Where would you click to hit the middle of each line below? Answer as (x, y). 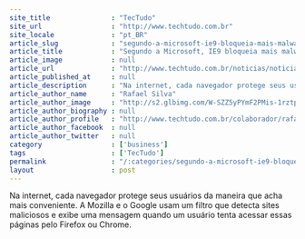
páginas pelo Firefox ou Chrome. (70, 224)
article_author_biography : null (73, 111)
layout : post (73, 170)
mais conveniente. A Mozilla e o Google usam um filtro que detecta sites (144, 205)
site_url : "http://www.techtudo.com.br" (121, 26)
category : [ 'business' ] (89, 144)
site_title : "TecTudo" (83, 18)
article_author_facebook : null (73, 128)
